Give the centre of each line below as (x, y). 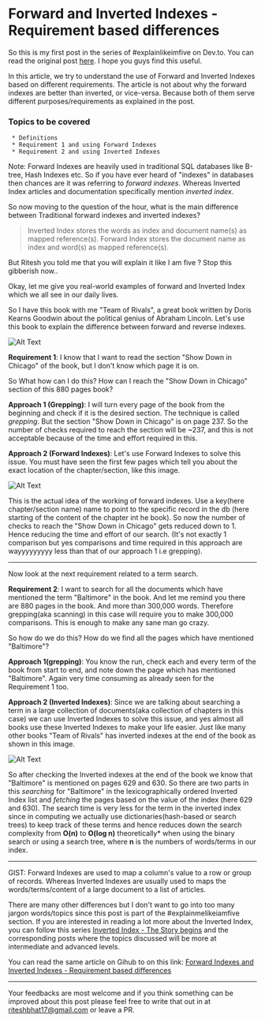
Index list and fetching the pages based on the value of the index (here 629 (131, 800)
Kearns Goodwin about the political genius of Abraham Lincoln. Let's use (127, 318)
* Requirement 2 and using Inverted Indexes (86, 152)
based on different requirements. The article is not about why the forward (127, 84)
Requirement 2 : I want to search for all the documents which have (116, 590)
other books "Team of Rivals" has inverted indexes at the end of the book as (132, 736)
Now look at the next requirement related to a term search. (103, 574)
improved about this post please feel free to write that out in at (110, 1001)
